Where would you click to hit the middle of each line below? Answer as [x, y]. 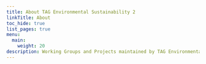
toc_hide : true [26, 23]
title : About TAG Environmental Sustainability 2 [71, 12]
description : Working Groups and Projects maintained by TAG [86, 52]
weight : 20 [31, 46]
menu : [13, 35]
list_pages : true [29, 29]
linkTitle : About [29, 18]
